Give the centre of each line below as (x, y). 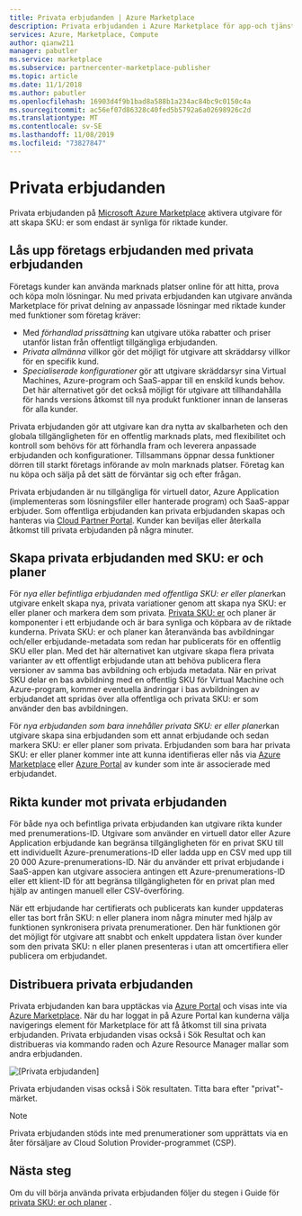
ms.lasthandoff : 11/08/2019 (62, 135)
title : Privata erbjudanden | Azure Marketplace (102, 18)
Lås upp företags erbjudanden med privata (132, 251)
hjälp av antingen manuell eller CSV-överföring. (97, 891)
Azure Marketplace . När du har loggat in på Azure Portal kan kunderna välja (150, 1015)
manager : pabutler (44, 51)
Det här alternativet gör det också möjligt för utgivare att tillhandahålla (151, 390)
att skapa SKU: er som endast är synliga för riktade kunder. (119, 222)
